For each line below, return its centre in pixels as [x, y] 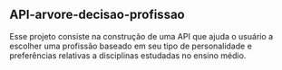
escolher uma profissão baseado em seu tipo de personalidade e [131, 46]
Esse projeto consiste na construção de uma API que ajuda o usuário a [141, 36]
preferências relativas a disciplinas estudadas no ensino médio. [128, 55]
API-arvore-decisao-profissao [97, 15]
